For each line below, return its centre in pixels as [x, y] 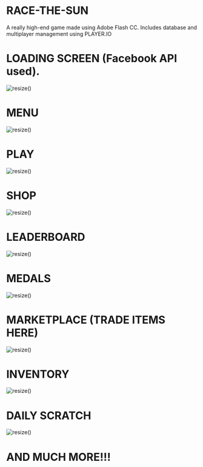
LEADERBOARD [46, 237]
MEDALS [29, 278]
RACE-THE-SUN [48, 11]
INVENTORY [38, 374]
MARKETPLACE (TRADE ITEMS [86, 320]
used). [23, 71]
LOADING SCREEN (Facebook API [92, 59]
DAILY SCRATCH [49, 416]
